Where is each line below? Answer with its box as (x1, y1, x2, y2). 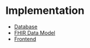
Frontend (14, 35, 36, 42)
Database (14, 23, 38, 30)
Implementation (5, 4, 85, 17)
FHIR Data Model (14, 29, 55, 36)
